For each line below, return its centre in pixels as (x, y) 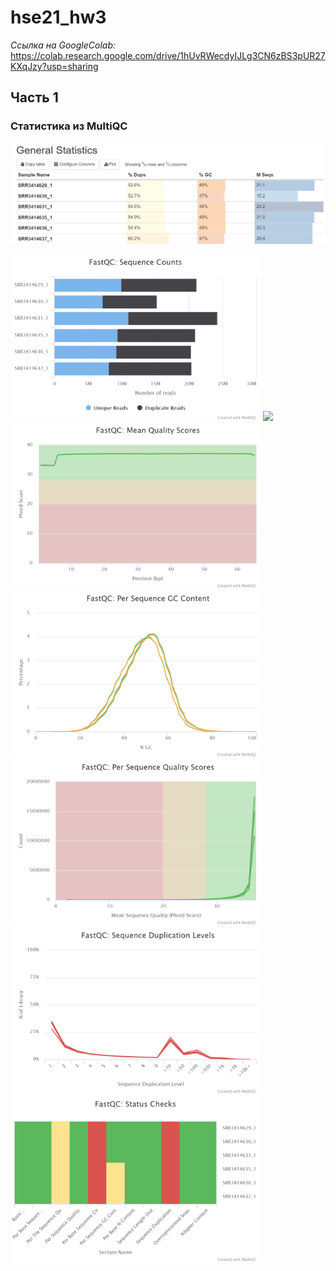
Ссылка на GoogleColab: (63, 45)
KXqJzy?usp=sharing (54, 66)
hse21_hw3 (58, 17)
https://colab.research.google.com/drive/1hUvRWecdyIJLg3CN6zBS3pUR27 (168, 55)
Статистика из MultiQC (69, 126)
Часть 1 (34, 97)
